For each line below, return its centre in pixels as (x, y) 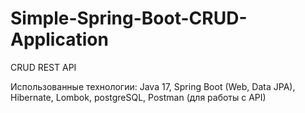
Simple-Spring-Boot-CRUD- (129, 18)
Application (59, 39)
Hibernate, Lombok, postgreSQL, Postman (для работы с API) (138, 97)
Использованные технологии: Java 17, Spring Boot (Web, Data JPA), (153, 86)
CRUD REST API (43, 67)
